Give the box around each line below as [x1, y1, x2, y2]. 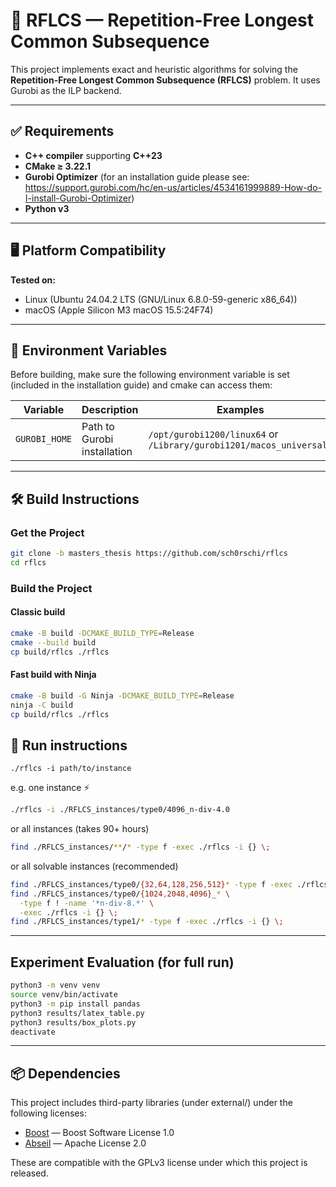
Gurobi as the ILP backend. [10, 84, 122, 96]
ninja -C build [10, 700, 74, 710]
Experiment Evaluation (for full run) [10, 954, 235, 971]
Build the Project [10, 581, 93, 595]
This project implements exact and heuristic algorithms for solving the [10, 63, 298, 75]
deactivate [10, 1027, 56, 1037]
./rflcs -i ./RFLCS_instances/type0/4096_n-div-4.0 [10, 805, 230, 815]
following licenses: [10, 1107, 87, 1119]
